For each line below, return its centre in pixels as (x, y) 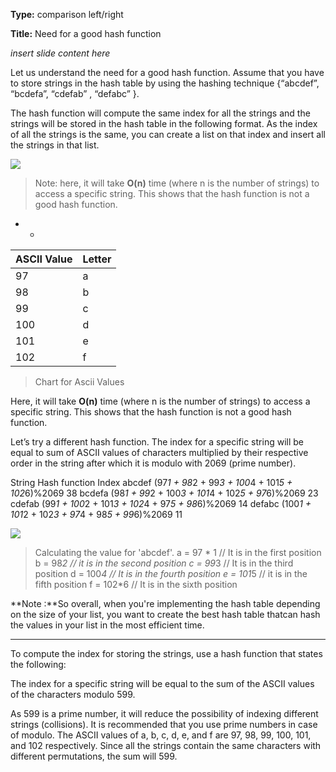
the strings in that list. (55, 145)
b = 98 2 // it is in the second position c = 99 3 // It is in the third (164, 563)
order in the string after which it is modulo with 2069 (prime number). (153, 463)
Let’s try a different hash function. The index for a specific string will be (157, 442)
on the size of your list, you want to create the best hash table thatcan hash (165, 614)
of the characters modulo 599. (73, 694)
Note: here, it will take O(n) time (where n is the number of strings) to (177, 183)
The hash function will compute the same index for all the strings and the (160, 113)
